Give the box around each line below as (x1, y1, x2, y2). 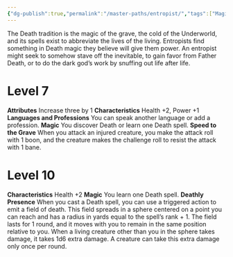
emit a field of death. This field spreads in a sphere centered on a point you (7, 205, 223, 213)
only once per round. (7, 242, 67, 250)
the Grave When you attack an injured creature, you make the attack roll (7, 128, 214, 136)
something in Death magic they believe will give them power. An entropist (7, 44, 217, 52)
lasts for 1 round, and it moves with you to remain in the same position (7, 219, 207, 228)
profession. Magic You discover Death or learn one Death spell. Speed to (7, 121, 217, 129)
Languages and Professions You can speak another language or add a (7, 113, 211, 122)
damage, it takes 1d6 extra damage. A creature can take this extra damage (7, 234, 220, 243)
